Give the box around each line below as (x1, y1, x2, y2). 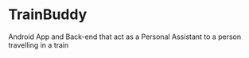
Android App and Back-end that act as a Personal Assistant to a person (8, 32, 241, 41)
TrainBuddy (8, 6, 88, 24)
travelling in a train (8, 40, 69, 49)
